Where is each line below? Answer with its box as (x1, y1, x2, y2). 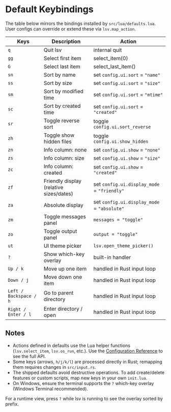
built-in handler (93, 253, 131, 260)
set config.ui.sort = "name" (93, 71, 161, 78)
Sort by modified (43, 87, 84, 95)
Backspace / (8, 293, 37, 299)
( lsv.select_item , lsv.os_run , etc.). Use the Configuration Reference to (12, 347, 163, 354)
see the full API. (12, 353, 46, 359)
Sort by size (43, 79, 72, 86)
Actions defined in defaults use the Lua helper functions (12, 342, 131, 348)
